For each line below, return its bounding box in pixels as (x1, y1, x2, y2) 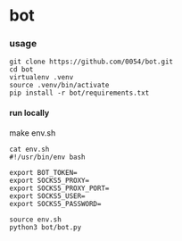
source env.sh (9, 215, 62, 224)
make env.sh (9, 127, 56, 138)
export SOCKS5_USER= (9, 191, 87, 201)
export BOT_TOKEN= (9, 168, 78, 177)
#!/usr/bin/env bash (9, 153, 87, 162)
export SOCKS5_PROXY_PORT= (9, 184, 110, 193)
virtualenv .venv (9, 73, 74, 82)
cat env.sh (9, 145, 50, 154)
